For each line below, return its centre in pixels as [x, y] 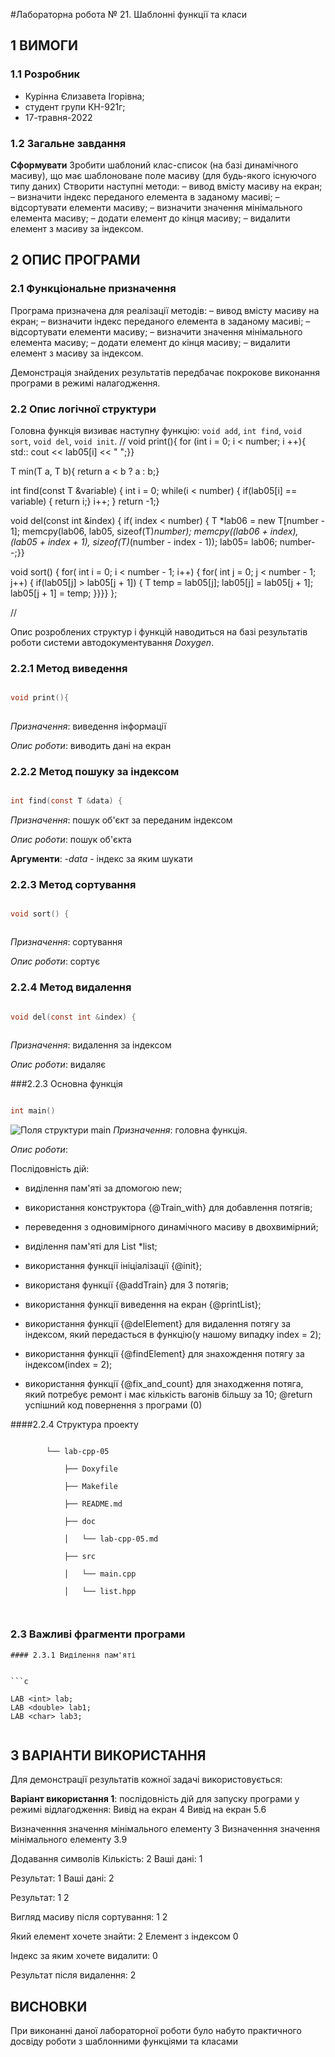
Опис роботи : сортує [55, 961]
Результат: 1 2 [40, 1898]
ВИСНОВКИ [49, 2006]
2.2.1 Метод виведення [69, 668]
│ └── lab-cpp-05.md [111, 1539]
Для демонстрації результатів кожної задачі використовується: [146, 1780]
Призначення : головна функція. [180, 1130]
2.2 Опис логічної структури [83, 409]
